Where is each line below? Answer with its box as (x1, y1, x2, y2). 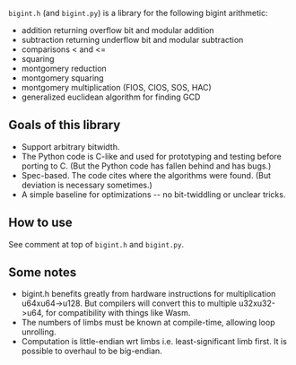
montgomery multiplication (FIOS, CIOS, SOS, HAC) (21, 83, 212, 92)
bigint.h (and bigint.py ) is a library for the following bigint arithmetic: (8, 8, 268, 18)
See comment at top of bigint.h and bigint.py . (8, 239, 185, 249)
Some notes (8, 265, 77, 281)
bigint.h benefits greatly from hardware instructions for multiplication (21, 289, 276, 300)
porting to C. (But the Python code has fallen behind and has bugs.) (21, 161, 272, 171)
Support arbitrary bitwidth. (21, 141, 120, 152)
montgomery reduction (21, 63, 107, 74)
